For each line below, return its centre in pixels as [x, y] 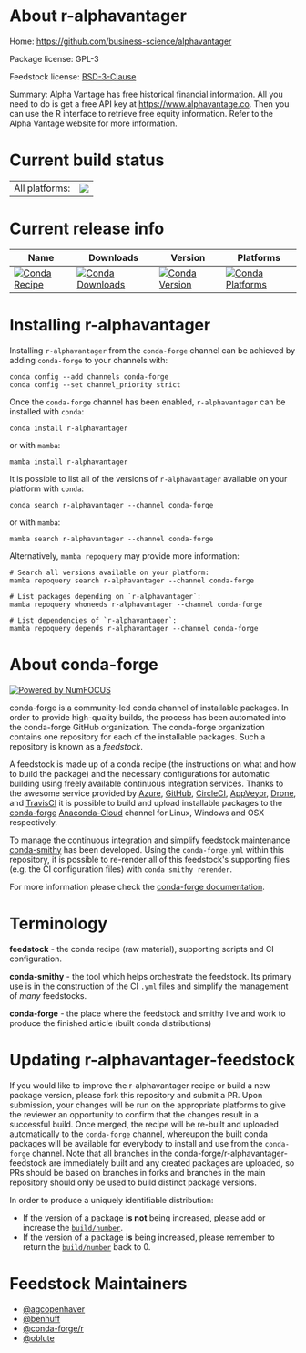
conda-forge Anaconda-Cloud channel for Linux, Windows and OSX [137, 813]
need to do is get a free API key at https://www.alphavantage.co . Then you [149, 104]
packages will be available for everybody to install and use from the [136, 1143]
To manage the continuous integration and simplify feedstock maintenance [150, 840]
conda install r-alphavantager [69, 428]
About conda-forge [84, 664]
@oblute [38, 1337]
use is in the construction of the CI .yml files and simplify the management [149, 986]
